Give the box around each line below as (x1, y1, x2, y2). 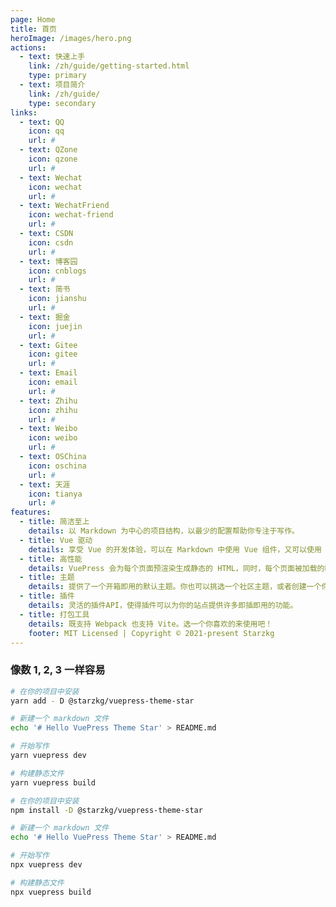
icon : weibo (28, 433, 78, 443)
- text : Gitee (19, 340, 78, 350)
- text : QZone (19, 145, 78, 155)
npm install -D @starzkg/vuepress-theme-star (10, 805, 203, 815)
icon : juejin (28, 321, 83, 331)
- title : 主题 (19, 572, 75, 583)
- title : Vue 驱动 (19, 535, 93, 545)
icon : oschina (28, 461, 87, 471)
